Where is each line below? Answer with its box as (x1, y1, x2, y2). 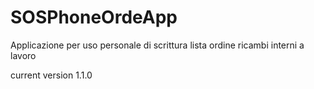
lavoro (10, 49, 37, 61)
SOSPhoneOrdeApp (10, 6, 178, 29)
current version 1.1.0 (10, 69, 93, 81)
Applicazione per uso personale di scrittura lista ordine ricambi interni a (10, 39, 305, 51)
